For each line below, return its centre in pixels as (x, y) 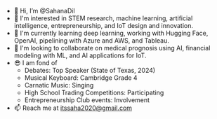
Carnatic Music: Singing (59, 85)
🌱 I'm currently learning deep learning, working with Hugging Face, (111, 33)
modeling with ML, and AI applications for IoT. (80, 55)
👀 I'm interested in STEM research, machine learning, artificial (103, 18)
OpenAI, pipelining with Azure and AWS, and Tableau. (92, 41)
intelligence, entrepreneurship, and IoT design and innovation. (103, 26)
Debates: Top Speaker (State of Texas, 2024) (90, 70)
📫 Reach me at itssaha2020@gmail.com (73, 108)
